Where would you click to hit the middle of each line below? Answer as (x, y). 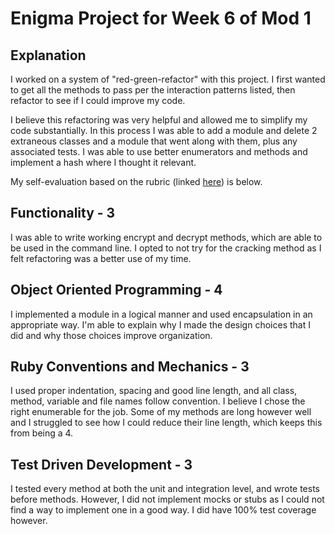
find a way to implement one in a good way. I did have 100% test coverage (163, 510)
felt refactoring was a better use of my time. (101, 258)
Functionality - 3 (63, 213)
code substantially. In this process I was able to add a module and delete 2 (164, 130)
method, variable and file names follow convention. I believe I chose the (158, 401)
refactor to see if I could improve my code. (98, 100)
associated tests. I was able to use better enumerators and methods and (159, 151)
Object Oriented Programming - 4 (116, 290)
